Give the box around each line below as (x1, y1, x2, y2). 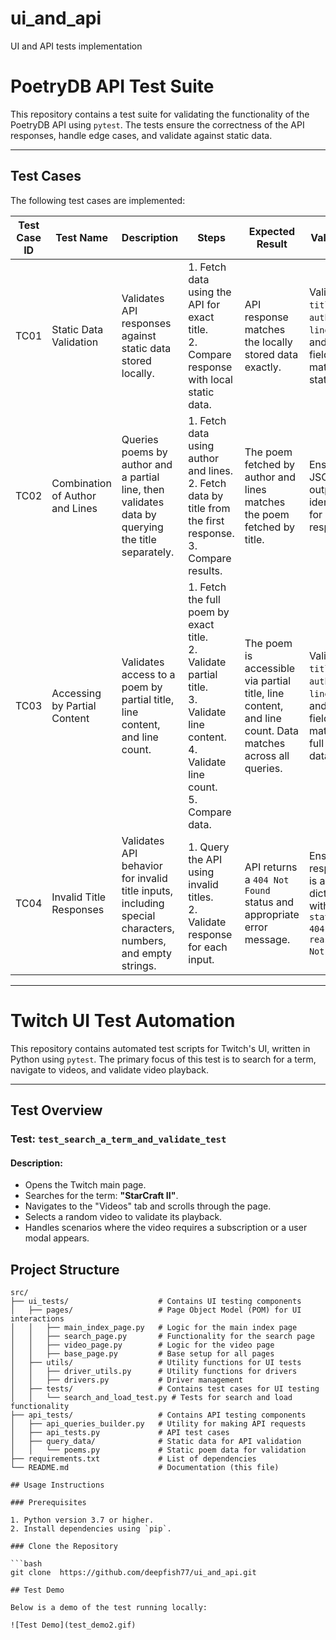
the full (188, 592, 221, 606)
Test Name (55, 230, 108, 244)
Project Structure (10, 1261, 120, 1278)
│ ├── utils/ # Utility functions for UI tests (10, 1357, 302, 1367)
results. (188, 563, 223, 577)
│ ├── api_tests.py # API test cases (10, 1427, 230, 1437)
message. (244, 932, 291, 946)
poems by (121, 445, 168, 459)
